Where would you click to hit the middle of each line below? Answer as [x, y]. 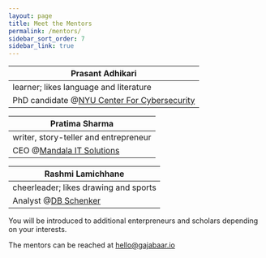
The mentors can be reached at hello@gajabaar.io [92, 245]
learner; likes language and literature [82, 88]
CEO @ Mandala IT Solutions [66, 151]
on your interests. [38, 230]
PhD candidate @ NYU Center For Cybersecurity [104, 101]
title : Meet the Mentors [50, 24]
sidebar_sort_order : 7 [47, 39]
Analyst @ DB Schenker [57, 201]
